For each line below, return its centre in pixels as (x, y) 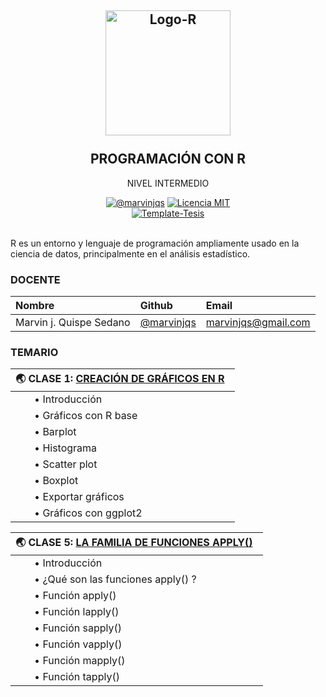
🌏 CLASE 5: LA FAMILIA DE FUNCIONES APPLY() (134, 543)
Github (156, 306)
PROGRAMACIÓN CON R (168, 159)
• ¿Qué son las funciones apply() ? (115, 579)
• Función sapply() (78, 628)
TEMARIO (34, 353)
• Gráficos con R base (86, 416)
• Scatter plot (66, 464)
